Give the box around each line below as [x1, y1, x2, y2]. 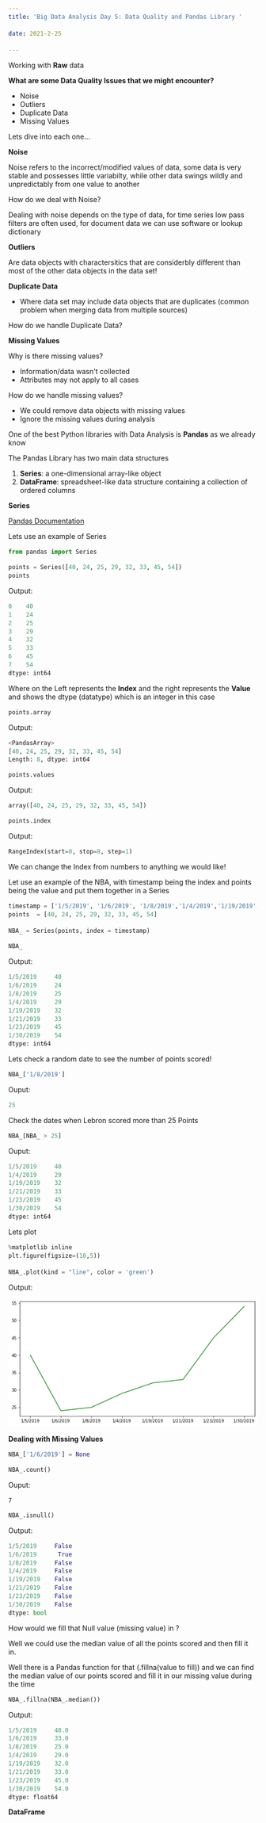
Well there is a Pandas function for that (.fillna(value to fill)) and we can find [8, 1662, 255, 1672]
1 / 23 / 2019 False [8, 1592, 73, 1600]
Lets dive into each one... [8, 132, 91, 142]
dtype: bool [8, 1609, 47, 1617]
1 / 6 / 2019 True [8, 1550, 73, 1558]
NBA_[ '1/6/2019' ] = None [8, 1450, 90, 1458]
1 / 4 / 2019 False [8, 1567, 73, 1575]
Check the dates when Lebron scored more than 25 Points [8, 1115, 199, 1125]
